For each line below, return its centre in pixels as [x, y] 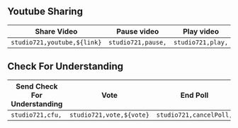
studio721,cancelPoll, [194, 115]
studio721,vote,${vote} [110, 115]
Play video [201, 31]
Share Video [56, 31]
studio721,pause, [138, 42]
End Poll [194, 95]
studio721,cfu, [36, 115]
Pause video [138, 31]
